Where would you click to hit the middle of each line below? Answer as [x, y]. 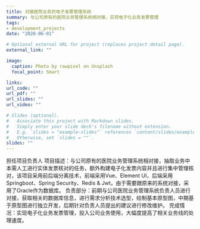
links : [14, 83]
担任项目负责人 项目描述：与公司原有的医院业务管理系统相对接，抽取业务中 [98, 161]
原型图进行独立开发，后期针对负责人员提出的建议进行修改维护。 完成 [95, 205]
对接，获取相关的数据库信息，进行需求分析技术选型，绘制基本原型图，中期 [97, 198]
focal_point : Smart [36, 72]
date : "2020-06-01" [30, 34]
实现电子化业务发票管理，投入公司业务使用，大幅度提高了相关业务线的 [102, 213]
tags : [13, 23]
